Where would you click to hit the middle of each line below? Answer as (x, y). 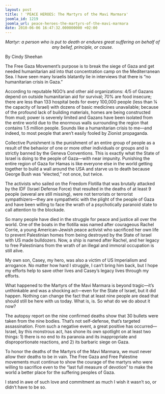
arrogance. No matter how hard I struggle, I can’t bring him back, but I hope (82, 266)
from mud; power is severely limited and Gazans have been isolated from (79, 118)
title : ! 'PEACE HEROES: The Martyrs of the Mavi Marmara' (67, 14)
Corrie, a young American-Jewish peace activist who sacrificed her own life (82, 230)
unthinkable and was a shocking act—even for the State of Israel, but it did (81, 291)
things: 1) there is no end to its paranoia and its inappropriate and (71, 337)
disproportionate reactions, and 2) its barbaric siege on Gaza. (67, 342)
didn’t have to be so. (26, 387)
